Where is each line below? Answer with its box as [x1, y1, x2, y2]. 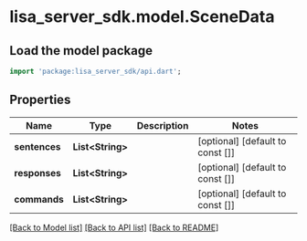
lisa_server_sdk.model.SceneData [9, 6, 275, 27]
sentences [14, 140, 61, 152]
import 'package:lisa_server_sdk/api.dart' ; [9, 67, 182, 76]
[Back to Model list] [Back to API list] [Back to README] [9, 222, 219, 233]
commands [14, 193, 64, 205]
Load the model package [9, 43, 153, 58]
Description [136, 119, 189, 131]
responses [14, 166, 61, 179]
